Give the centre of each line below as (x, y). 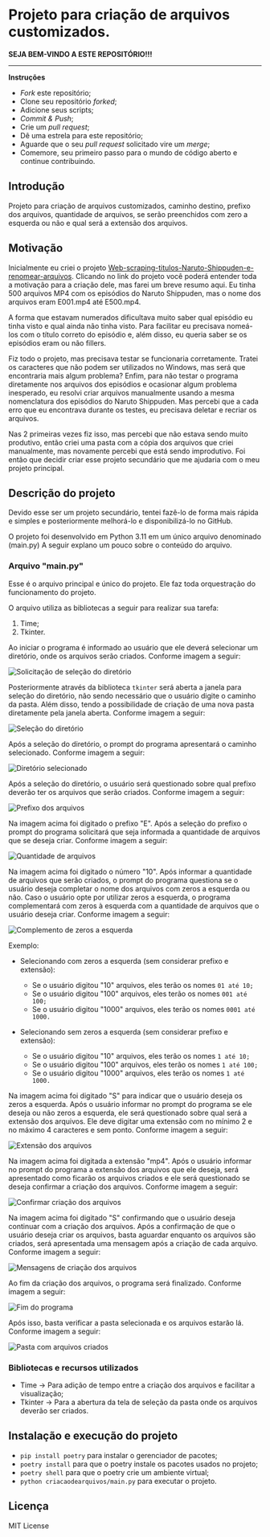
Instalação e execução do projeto (93, 1436)
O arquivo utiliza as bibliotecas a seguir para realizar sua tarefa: (114, 608)
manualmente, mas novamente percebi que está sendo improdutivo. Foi (127, 451)
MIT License (29, 1526)
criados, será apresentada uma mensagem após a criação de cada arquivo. (133, 1243)
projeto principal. (37, 468)
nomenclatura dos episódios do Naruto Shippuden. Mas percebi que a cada (133, 401)
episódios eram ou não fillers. (57, 342)
